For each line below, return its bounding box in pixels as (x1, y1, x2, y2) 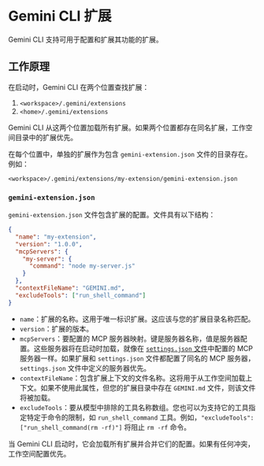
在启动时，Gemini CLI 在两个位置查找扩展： (8, 82, 150, 91)
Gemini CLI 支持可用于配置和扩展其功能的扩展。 (8, 35, 163, 44)
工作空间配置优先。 (8, 449, 71, 458)
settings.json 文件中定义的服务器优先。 (19, 363, 151, 372)
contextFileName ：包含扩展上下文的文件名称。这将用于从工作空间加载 (19, 373, 246, 383)
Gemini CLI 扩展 (8, 7, 112, 25)
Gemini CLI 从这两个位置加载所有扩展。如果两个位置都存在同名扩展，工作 (8, 123, 246, 132)
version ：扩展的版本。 (19, 324, 93, 333)
